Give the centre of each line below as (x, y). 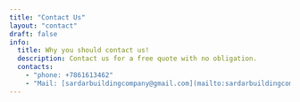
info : (19, 42)
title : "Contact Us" (48, 17)
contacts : (35, 67)
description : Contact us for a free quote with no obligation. (137, 59)
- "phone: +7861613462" (70, 75)
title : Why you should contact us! (83, 51)
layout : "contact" (43, 26)
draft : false (33, 34)
